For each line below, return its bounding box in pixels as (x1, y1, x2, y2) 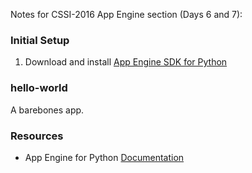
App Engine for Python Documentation (24, 151, 185, 163)
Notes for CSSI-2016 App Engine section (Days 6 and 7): (10, 9, 243, 20)
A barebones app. (10, 104, 85, 116)
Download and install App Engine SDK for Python (24, 56, 228, 68)
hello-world (10, 81, 68, 95)
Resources (10, 129, 64, 143)
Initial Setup (10, 33, 70, 47)
